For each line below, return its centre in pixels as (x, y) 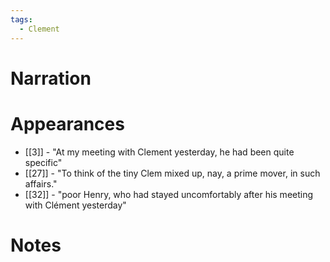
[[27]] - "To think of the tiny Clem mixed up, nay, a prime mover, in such (172, 173)
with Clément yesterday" (75, 205)
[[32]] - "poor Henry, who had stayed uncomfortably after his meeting (169, 194)
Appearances (67, 123)
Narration (51, 78)
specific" (43, 162)
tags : (21, 19)
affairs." (41, 183)
